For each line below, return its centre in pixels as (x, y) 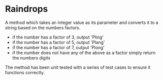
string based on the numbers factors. (43, 27)
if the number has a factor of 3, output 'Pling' (58, 37)
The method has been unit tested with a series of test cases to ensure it (78, 67)
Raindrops (27, 9)
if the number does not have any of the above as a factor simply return (84, 53)
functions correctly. (25, 72)
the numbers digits (31, 58)
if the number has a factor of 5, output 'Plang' (58, 42)
